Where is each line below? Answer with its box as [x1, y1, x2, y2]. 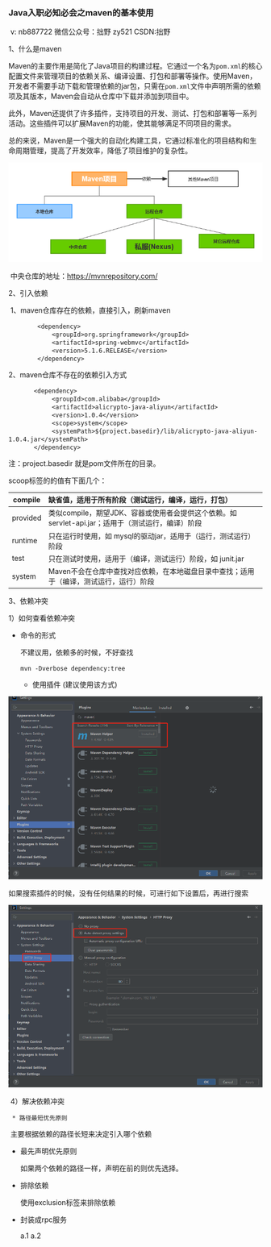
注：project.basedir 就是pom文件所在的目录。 [8, 458, 161, 468]
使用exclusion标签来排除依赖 [19, 1197, 116, 1207]
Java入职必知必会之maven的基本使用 [8, 6, 154, 18]
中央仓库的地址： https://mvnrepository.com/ [10, 271, 158, 281]
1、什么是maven [8, 44, 62, 54]
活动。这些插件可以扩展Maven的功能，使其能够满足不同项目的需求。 [8, 118, 236, 128]
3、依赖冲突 [8, 596, 48, 605]
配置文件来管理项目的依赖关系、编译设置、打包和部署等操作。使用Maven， [8, 71, 257, 81]
